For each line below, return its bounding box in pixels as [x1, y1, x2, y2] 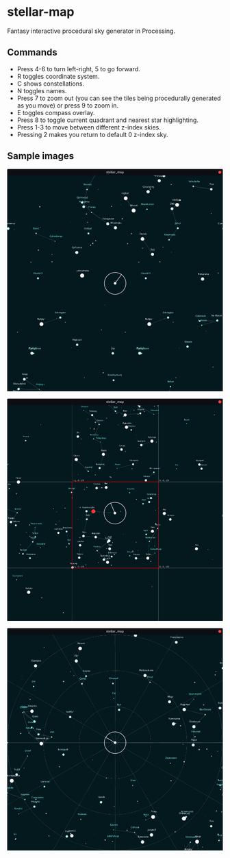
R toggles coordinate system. [16, 72, 100, 80]
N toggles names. [16, 86, 67, 95]
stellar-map [7, 4, 75, 20]
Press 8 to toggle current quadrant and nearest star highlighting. [16, 116, 199, 124]
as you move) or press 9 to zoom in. [16, 101, 118, 110]
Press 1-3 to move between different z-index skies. [16, 123, 161, 131]
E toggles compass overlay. [16, 108, 95, 117]
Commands [7, 47, 58, 58]
